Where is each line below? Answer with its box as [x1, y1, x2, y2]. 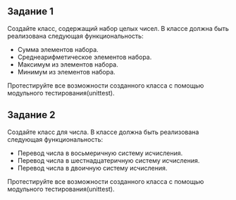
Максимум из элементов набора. [17, 60, 118, 69]
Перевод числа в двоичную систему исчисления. [17, 164, 168, 172]
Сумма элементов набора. [17, 45, 99, 53]
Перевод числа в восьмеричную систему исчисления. [17, 149, 183, 157]
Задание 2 [7, 109, 56, 121]
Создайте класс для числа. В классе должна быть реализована [7, 128, 199, 136]
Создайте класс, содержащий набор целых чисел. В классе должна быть [7, 24, 229, 32]
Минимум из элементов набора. [17, 67, 116, 76]
